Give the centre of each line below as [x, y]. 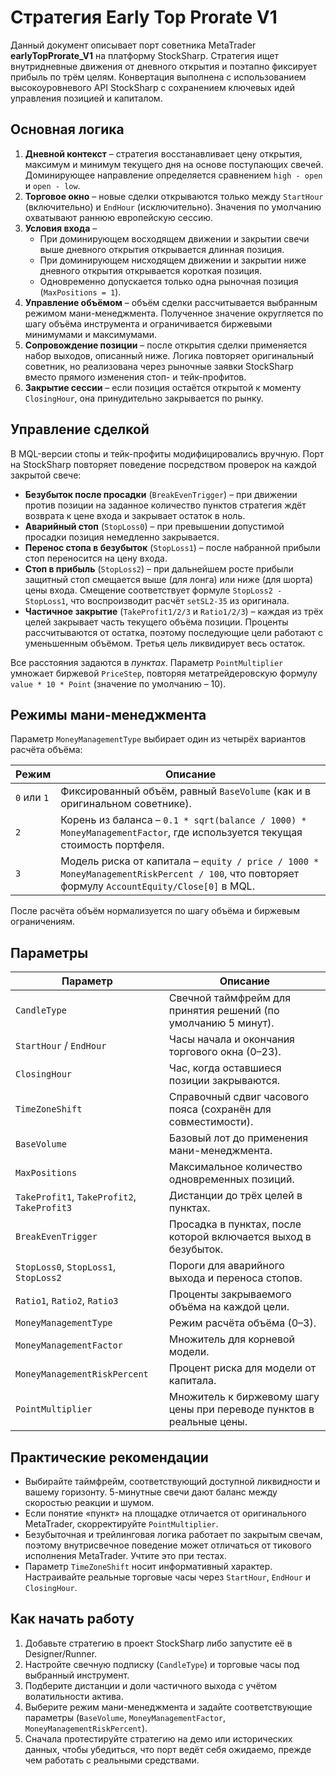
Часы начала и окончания [231, 1039]
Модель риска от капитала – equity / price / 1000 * [190, 861]
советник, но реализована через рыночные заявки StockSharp [159, 366]
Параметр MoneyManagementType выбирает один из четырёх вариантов [158, 739]
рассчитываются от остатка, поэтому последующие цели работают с [174, 632]
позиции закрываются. [224, 1081]
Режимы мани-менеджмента [108, 714]
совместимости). [211, 1122]
